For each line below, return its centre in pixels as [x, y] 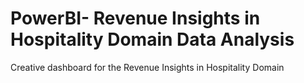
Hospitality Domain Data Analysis [152, 39]
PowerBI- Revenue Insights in [135, 18]
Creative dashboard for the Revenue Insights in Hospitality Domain [147, 67]
